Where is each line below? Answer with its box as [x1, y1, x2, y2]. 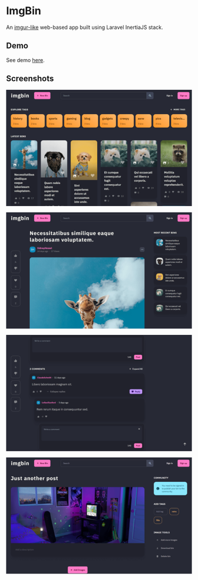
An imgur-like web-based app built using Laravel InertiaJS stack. [6, 24, 163, 31]
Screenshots [6, 74, 54, 84]
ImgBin [6, 4, 41, 18]
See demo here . [6, 56, 45, 63]
